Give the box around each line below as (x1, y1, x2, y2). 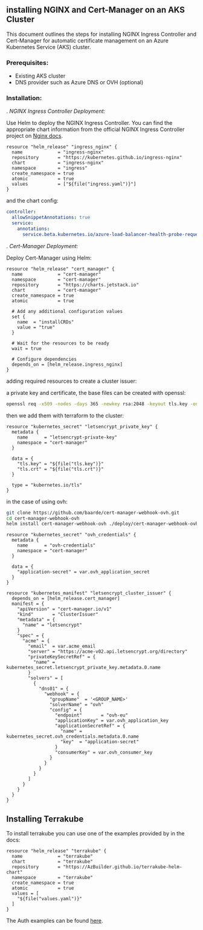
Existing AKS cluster (14, 72, 66, 79)
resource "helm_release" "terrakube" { (6, 848, 107, 854)
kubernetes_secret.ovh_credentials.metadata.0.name (6, 733, 139, 740)
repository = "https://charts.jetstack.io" (11, 281, 139, 288)
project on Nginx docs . (6, 132, 63, 140)
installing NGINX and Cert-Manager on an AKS (6, 5, 185, 15)
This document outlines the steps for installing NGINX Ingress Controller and (6, 30, 197, 38)
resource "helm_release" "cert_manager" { (6, 266, 115, 272)
